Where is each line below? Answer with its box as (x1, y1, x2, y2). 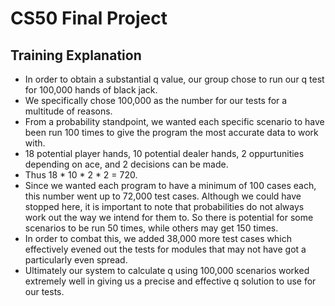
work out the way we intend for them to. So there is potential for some (24, 212, 314, 223)
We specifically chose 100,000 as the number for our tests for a (24, 95, 288, 106)
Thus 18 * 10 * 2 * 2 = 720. (24, 169, 138, 181)
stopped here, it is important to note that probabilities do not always (24, 201, 305, 212)
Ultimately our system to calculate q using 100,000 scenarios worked (24, 265, 310, 276)
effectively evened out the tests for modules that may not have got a (24, 243, 307, 255)
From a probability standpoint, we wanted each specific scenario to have (24, 116, 325, 127)
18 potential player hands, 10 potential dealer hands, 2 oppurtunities (24, 148, 305, 159)
